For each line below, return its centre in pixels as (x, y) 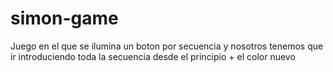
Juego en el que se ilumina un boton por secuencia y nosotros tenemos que (167, 46)
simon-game (64, 18)
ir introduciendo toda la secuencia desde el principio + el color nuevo (153, 56)
